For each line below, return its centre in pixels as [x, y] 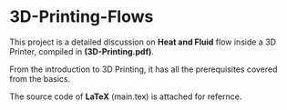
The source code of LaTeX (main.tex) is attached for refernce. [126, 96]
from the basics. [40, 78]
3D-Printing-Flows [82, 17]
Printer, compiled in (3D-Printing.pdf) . [82, 51]
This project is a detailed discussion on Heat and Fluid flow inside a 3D [143, 42]
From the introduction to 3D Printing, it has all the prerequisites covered [143, 69]
